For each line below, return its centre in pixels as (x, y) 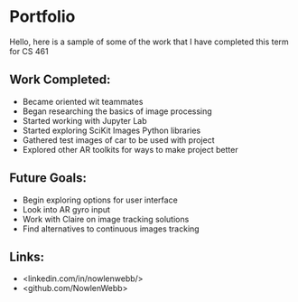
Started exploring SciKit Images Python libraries (112, 130)
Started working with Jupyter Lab (84, 120)
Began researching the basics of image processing (117, 111)
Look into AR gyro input (66, 209)
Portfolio (42, 17)
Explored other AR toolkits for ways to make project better (130, 149)
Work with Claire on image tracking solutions (106, 219)
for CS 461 (29, 51)
